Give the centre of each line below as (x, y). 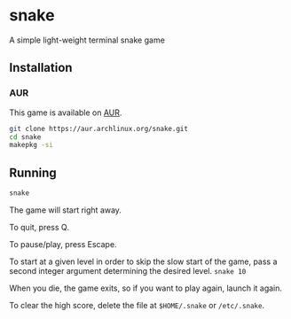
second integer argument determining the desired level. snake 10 (128, 270)
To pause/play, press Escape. (63, 244)
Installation (41, 68)
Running (33, 172)
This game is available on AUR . (66, 113)
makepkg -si (31, 145)
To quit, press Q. (39, 227)
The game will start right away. (66, 210)
